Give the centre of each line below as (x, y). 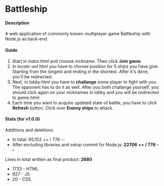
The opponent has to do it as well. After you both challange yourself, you (85, 87)
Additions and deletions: (30, 130)
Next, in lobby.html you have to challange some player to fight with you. (85, 82)
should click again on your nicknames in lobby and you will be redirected (85, 92)
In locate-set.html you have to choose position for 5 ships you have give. (85, 66)
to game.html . (26, 97)
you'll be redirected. (32, 76)
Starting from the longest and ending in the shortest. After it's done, (81, 71)
